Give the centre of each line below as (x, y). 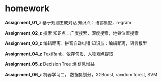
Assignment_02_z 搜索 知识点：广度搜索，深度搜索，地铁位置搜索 (72, 33)
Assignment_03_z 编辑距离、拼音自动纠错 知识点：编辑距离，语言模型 (76, 43)
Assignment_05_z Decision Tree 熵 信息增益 (50, 64)
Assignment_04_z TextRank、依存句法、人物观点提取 (59, 54)
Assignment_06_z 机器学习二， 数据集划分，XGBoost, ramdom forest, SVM (81, 74)
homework (27, 9)
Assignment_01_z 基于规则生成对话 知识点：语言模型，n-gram (68, 22)
